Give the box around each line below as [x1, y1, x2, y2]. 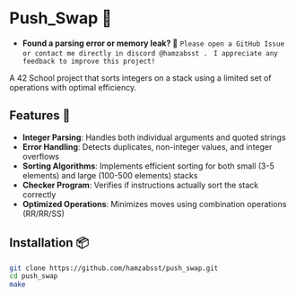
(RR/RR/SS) [22, 208, 65, 219]
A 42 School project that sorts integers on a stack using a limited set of [9, 72, 272, 83]
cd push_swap [9, 272, 58, 281]
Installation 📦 [9, 235, 90, 250]
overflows [22, 151, 60, 161]
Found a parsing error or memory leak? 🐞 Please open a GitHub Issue [22, 38, 285, 48]
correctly [22, 188, 57, 200]
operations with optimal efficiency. [9, 82, 137, 92]
